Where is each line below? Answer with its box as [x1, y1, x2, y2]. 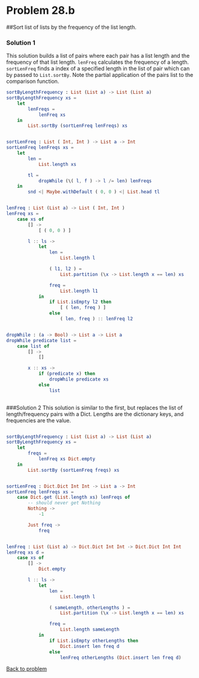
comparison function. [6, 78, 60, 85]
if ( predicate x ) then [38, 371, 96, 377]
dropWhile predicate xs [49, 376, 109, 382]
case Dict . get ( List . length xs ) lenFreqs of [17, 494, 130, 501]
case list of [17, 343, 50, 349]
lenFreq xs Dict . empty [38, 456, 96, 462]
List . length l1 [60, 288, 98, 294]
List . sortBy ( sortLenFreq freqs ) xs [28, 467, 120, 473]
